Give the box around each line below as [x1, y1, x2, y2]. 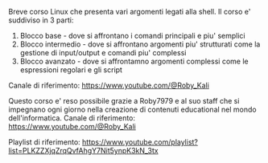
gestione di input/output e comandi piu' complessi [19, 48, 187, 57]
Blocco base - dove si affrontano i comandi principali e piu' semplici [19, 31, 245, 40]
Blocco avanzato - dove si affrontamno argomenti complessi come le [19, 56, 249, 66]
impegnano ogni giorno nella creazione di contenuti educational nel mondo [8, 104, 257, 114]
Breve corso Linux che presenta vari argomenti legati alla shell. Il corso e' [8, 7, 251, 16]
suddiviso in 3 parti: [8, 15, 74, 25]
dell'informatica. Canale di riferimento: [8, 113, 135, 123]
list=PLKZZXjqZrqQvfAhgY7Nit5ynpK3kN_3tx [8, 146, 159, 155]
